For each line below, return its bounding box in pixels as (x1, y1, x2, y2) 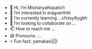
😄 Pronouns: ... (9, 33, 42, 39)
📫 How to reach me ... (9, 26, 55, 31)
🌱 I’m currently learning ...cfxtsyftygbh (9, 15, 88, 21)
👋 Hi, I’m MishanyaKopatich (9, 5, 65, 10)
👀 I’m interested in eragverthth (9, 10, 71, 16)
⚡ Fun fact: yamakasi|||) (9, 38, 58, 44)
